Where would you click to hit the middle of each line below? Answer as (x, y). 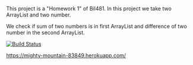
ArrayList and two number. (39, 15)
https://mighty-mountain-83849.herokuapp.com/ (66, 55)
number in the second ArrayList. (45, 32)
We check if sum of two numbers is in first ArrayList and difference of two (96, 26)
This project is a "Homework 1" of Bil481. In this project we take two (89, 9)
